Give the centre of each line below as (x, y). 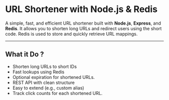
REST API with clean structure (44, 82)
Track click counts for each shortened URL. (58, 93)
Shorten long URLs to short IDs (45, 66)
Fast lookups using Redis (38, 72)
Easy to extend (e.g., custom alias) (48, 88)
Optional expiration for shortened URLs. (54, 77)
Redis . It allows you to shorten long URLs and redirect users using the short (83, 28)
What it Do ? (25, 55)
